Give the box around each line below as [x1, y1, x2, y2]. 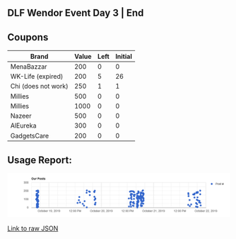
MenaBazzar [10, 62, 47, 71]
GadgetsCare [10, 131, 49, 140]
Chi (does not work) [10, 82, 69, 91]
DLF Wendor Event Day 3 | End [7, 7, 144, 19]
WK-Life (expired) [10, 72, 64, 81]
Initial [115, 52, 132, 60]
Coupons [7, 31, 49, 43]
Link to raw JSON [7, 224, 59, 233]
